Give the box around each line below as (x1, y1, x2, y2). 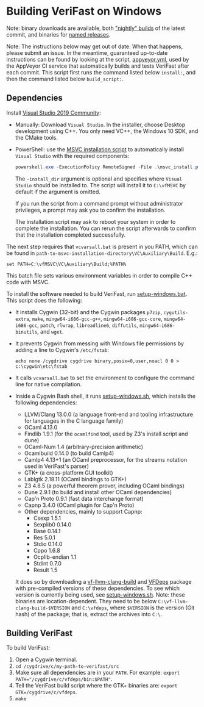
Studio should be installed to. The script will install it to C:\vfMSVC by (15, 181, 186, 188)
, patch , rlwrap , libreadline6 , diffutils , (37, 321, 139, 329)
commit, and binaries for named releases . (6, 31, 111, 38)
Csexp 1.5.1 (33, 514, 61, 522)
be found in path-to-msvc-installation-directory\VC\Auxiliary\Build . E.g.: (6, 249, 198, 257)
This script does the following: (6, 296, 82, 304)
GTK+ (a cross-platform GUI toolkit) (24, 468, 114, 476)
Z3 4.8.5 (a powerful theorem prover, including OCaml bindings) (24, 482, 185, 489)
